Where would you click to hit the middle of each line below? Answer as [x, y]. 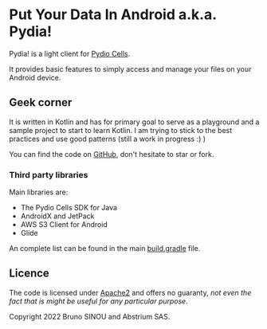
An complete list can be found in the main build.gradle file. [105, 249]
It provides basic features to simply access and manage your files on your [130, 69]
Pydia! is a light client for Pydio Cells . [70, 53]
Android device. [35, 77]
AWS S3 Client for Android [64, 225]
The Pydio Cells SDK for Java [69, 208]
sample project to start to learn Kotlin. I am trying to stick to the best [121, 130]
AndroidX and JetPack [57, 216]
